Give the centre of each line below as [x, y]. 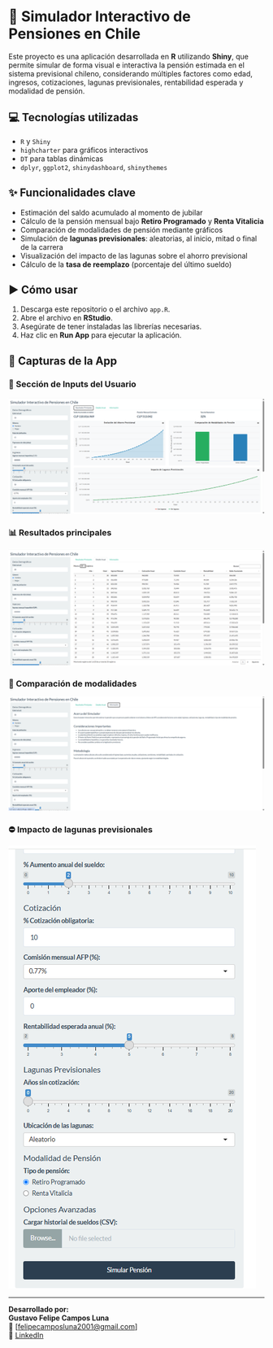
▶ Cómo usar [43, 289]
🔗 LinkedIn [26, 1335]
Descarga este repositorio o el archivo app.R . [95, 309]
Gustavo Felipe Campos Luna [59, 1318]
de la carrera [41, 246]
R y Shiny [35, 141]
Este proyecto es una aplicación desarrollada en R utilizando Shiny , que [129, 56]
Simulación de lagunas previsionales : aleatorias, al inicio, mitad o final [139, 238]
